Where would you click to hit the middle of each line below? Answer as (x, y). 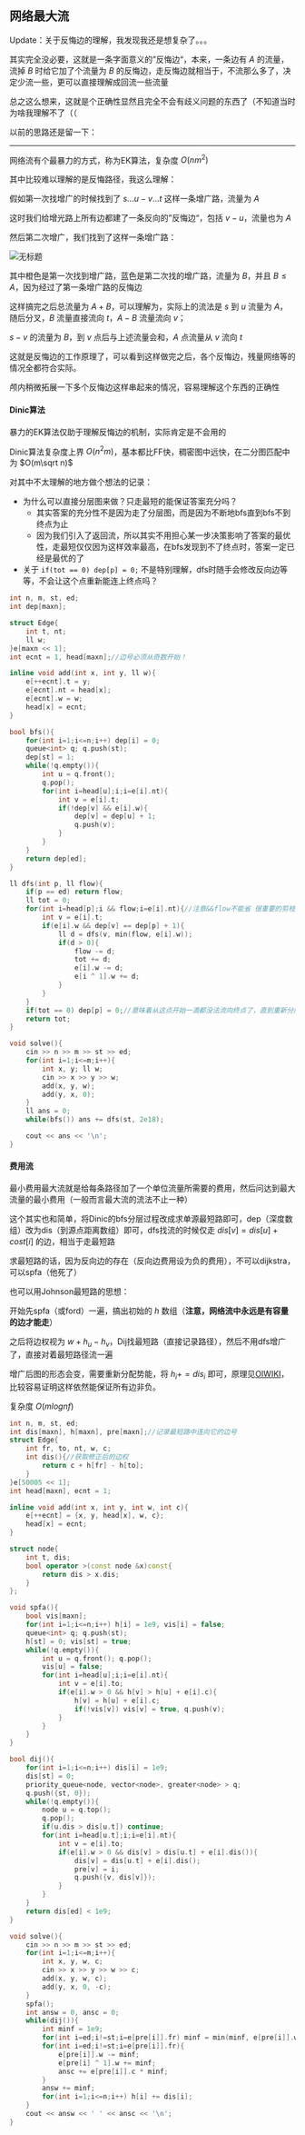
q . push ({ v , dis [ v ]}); (115, 1878)
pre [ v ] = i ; (97, 1869)
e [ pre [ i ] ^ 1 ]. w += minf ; (107, 2063)
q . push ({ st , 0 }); (59, 1793)
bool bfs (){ (32, 732)
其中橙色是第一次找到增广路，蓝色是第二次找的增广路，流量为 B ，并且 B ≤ (148, 276)
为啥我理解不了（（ (43, 113)
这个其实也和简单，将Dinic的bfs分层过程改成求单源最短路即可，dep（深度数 (151, 1219)
